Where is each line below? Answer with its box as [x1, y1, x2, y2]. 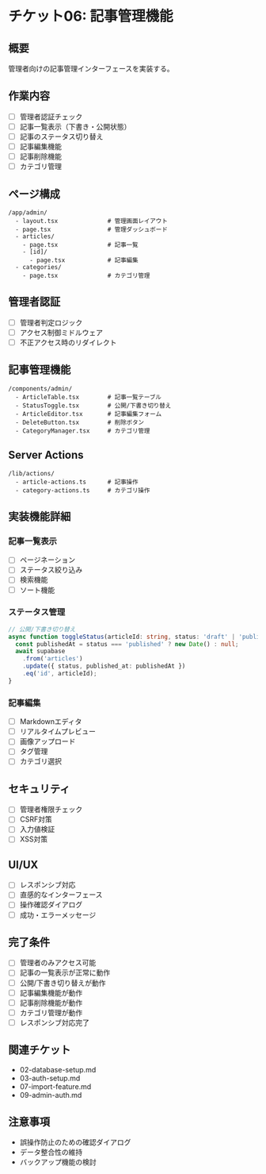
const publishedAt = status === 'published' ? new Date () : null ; [15, 640, 239, 648]
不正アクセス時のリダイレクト [19, 337, 117, 347]
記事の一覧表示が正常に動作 [19, 968, 111, 977]
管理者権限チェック [19, 805, 83, 814]
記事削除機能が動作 [19, 998, 83, 1007]
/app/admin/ [8, 209, 47, 217]
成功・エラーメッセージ [19, 910, 97, 919]
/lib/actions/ [8, 469, 55, 477]
